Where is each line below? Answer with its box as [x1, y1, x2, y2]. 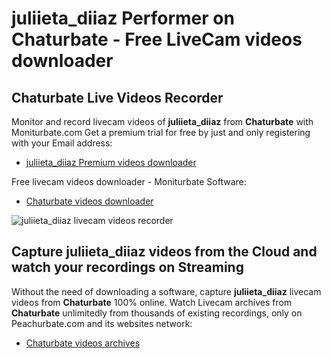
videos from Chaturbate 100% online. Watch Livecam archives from [11, 296, 293, 308]
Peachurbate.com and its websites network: [11, 317, 193, 329]
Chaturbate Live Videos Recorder [11, 89, 224, 106]
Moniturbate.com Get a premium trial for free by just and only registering [11, 127, 311, 138]
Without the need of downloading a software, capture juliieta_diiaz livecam [11, 285, 322, 297]
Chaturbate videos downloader [25, 195, 154, 207]
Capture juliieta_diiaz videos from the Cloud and [11, 243, 318, 261]
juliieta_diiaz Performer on [11, 7, 235, 30]
